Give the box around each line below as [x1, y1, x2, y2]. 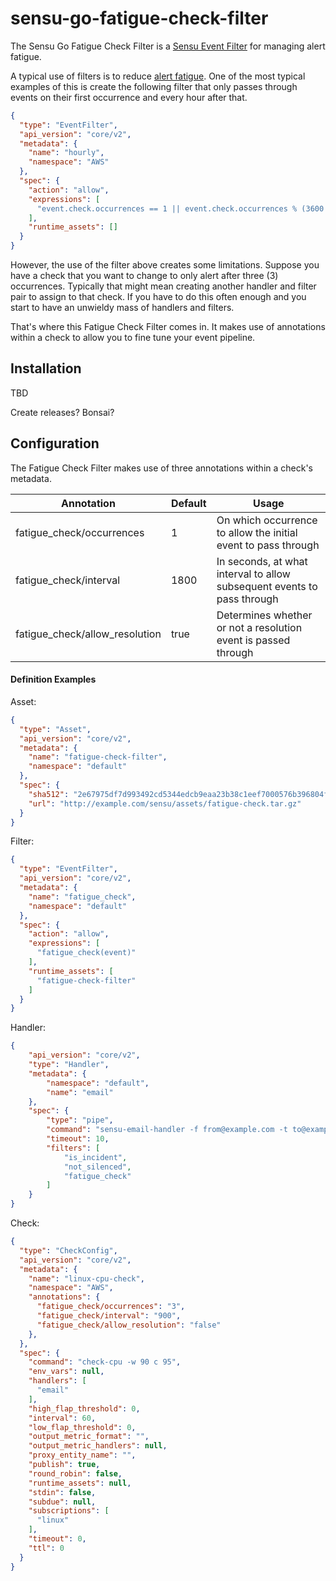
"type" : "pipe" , [46, 1115, 114, 1126]
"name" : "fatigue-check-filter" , [28, 752, 168, 762]
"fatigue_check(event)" [36, 948, 137, 958]
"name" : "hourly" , [28, 148, 105, 158]
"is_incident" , [63, 1152, 128, 1162]
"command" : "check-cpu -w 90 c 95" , [28, 1357, 182, 1367]
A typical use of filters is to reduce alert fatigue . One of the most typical [10, 70, 306, 82]
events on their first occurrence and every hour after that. [10, 91, 248, 103]
